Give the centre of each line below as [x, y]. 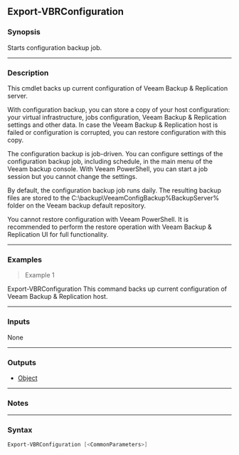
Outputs [22, 362]
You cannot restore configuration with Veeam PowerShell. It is [98, 219]
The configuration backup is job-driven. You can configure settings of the [115, 153]
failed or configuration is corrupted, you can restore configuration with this [117, 132]
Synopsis [24, 32]
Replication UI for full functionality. [58, 234]
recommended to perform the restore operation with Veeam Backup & [110, 227]
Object [27, 378]
